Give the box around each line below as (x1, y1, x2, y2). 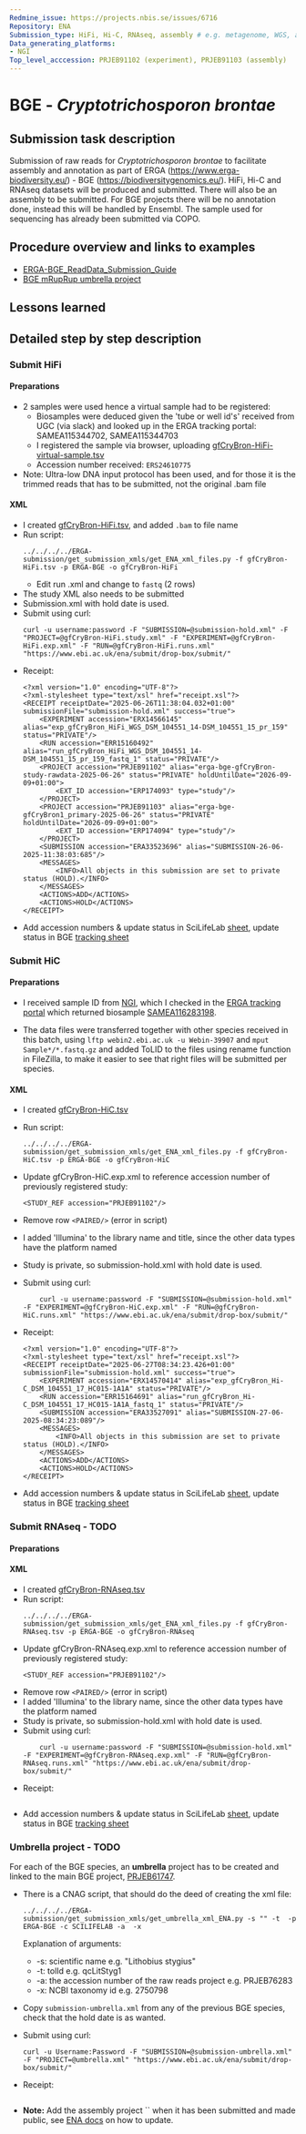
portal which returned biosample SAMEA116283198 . (22, 1007, 217, 1018)
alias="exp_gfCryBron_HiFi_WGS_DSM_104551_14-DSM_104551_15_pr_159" (22, 722, 289, 731)
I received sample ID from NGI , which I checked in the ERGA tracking (22, 997, 281, 1008)
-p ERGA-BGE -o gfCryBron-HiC (56, 1156, 170, 1165)
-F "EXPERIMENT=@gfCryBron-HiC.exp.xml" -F (22, 1303, 191, 1312)
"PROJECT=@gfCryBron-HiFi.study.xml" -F (22, 633, 178, 642)
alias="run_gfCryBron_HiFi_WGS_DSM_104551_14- (22, 746, 203, 756)
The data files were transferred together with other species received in (22, 1025, 289, 1036)
